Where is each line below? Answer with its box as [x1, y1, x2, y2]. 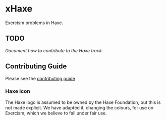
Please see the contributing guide [5, 75, 76, 81]
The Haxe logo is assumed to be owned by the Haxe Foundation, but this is [5, 99, 161, 105]
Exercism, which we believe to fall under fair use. [5, 110, 107, 116]
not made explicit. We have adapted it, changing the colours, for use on [5, 104, 154, 110]
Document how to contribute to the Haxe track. [5, 47, 103, 53]
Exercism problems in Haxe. [5, 20, 64, 26]
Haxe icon [5, 88, 30, 95]
